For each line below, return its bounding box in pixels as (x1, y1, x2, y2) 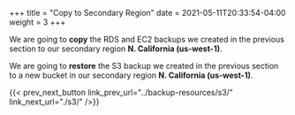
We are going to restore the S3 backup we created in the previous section (9, 61, 279, 71)
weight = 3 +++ (9, 17, 66, 27)
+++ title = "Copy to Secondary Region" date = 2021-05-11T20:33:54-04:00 (9, 8, 286, 18)
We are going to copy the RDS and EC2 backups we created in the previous (9, 34, 285, 44)
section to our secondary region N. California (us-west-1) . (9, 43, 223, 54)
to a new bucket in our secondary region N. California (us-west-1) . (9, 70, 253, 80)
